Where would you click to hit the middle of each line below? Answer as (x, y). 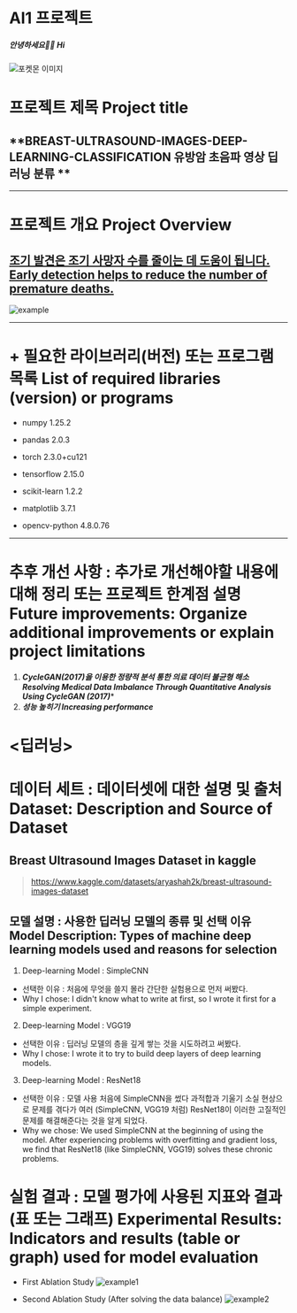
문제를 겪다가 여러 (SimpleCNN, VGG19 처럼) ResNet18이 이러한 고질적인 (159, 1110)
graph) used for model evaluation (134, 1258)
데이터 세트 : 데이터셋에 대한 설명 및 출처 (146, 790)
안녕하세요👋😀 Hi (37, 44)
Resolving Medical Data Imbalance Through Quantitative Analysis (147, 687)
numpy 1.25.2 (46, 423)
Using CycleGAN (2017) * (68, 696)
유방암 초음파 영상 (219, 157)
